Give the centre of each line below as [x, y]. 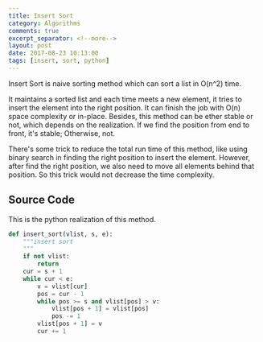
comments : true [34, 31]
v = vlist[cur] [63, 286]
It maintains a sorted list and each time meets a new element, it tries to [125, 99]
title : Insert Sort [41, 16]
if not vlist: [46, 257]
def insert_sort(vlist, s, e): [61, 234]
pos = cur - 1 [61, 294]
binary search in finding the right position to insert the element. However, [129, 157]
